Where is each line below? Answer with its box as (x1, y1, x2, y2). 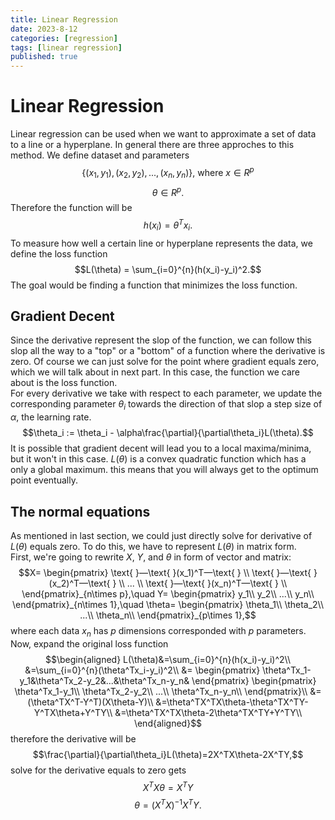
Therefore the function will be (10, 202, 133, 214)
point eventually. (10, 474, 78, 486)
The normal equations (10, 503, 151, 520)
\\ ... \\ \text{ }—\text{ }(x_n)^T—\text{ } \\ (118, 577, 288, 590)
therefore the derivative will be (10, 732, 137, 745)
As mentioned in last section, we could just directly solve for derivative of (10, 530, 313, 542)
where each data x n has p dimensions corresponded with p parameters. (10, 625, 307, 639)
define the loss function (10, 247, 108, 260)
